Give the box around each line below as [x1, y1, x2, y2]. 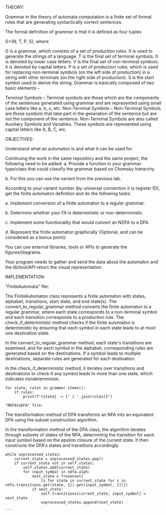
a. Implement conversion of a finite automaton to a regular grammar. [5, 200, 145, 206]
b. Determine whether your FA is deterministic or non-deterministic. [5, 210, 144, 215]
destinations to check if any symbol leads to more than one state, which [5, 371, 153, 376]
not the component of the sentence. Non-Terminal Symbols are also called [5, 116, 158, 121]
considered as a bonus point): [5, 234, 67, 240]
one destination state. [5, 330, 50, 336]
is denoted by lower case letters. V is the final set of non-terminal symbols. [5, 59, 160, 64]
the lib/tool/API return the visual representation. [5, 264, 103, 270]
